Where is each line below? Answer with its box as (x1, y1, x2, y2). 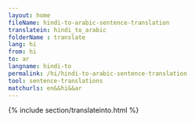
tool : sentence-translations (8, 77, 103, 84)
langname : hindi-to (8, 63, 72, 70)
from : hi (8, 48, 37, 56)
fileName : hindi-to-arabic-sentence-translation (8, 19, 170, 27)
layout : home (8, 11, 51, 20)
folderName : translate (8, 33, 86, 41)
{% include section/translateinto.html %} (8, 106, 139, 115)
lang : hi (8, 41, 37, 48)
